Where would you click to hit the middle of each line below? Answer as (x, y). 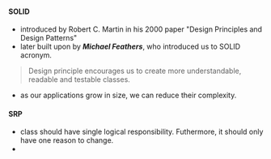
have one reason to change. (67, 140)
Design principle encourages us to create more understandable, (135, 71)
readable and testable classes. (79, 79)
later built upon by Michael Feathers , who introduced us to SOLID (130, 47)
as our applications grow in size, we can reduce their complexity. (128, 95)
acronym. (36, 55)
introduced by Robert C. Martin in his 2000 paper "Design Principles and (141, 29)
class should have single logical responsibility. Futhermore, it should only (142, 132)
